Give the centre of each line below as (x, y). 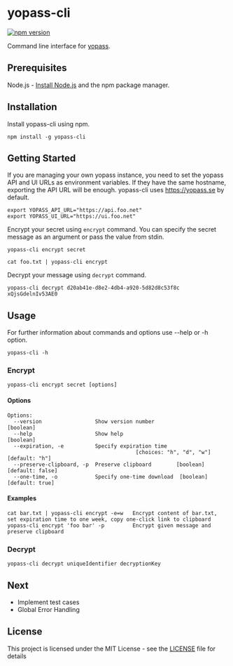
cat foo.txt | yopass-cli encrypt (58, 262)
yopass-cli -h (28, 353)
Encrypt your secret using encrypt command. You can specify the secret (112, 229)
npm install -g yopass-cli (47, 137)
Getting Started (42, 158)
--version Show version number (84, 421)
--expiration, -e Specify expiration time (91, 446)
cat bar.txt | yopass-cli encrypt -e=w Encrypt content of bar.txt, (112, 513)
